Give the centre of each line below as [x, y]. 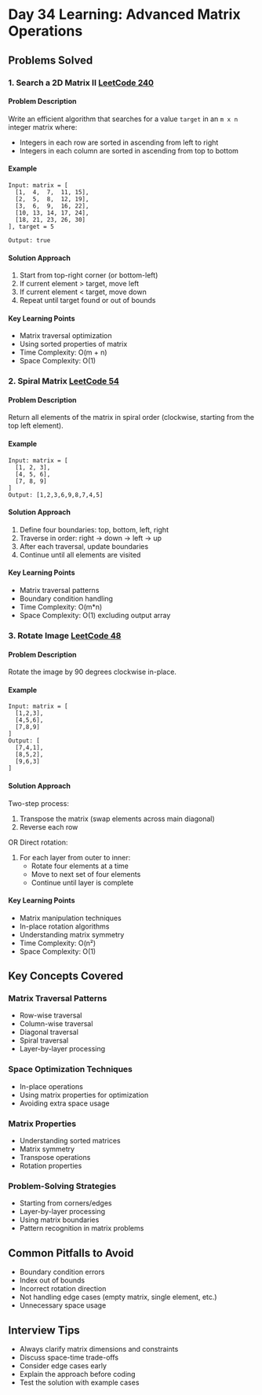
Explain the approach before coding [77, 1374]
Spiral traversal [44, 1040]
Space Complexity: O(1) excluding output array [95, 616]
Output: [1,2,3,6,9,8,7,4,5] [56, 495]
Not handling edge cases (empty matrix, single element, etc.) [118, 1297]
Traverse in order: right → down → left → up [91, 538]
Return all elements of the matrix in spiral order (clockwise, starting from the [131, 418]
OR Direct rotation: [38, 842]
